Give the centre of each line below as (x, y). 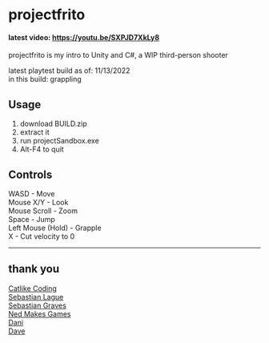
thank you (34, 269)
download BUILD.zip (54, 124)
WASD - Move (32, 194)
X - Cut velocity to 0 (42, 236)
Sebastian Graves (37, 305)
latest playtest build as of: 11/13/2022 (69, 71)
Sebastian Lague (36, 297)
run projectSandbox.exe (60, 141)
